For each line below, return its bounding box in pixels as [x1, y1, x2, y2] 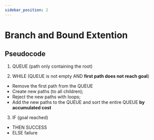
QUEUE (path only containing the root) [12, 63, 93, 69]
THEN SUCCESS [12, 124, 47, 130]
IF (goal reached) [12, 114, 49, 120]
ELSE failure [12, 129, 38, 135]
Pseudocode [5, 49, 46, 59]
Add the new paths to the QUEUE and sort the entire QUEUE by [12, 99, 145, 105]
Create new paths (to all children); [12, 88, 83, 94]
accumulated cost [12, 104, 51, 110]
